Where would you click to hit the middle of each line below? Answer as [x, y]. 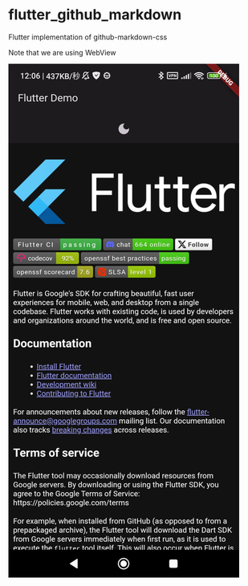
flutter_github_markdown [95, 15]
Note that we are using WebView [62, 52]
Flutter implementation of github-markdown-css [88, 37]
